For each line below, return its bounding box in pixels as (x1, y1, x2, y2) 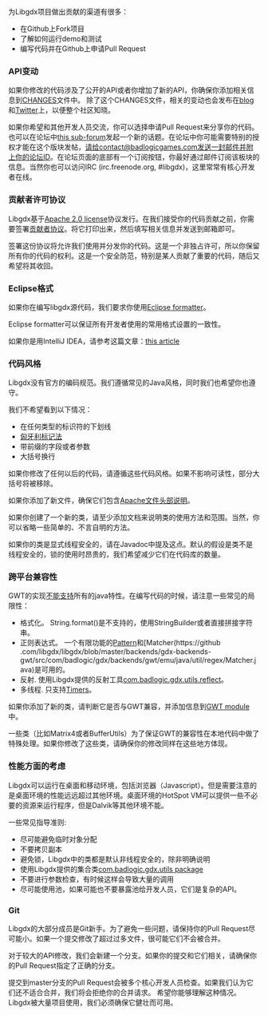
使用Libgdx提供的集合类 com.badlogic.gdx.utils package (19, 864, 203, 874)
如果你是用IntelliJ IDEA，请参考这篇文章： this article (8, 336, 180, 346)
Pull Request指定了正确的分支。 (14, 961, 120, 970)
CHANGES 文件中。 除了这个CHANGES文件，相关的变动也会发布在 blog (22, 95, 254, 105)
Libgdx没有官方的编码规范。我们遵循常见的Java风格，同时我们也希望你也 (8, 378, 249, 387)
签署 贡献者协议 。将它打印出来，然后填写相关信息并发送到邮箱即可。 (14, 224, 239, 233)
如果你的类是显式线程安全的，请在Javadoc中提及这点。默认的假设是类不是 (8, 540, 254, 549)
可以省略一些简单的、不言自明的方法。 (8, 522, 134, 533)
